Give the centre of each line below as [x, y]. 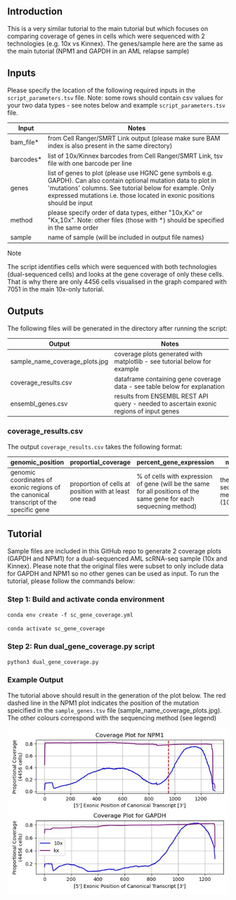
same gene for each [165, 499]
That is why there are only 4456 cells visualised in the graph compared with [117, 282]
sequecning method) [167, 506]
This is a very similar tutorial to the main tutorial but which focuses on [108, 28]
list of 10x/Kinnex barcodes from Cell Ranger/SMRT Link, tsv [136, 156]
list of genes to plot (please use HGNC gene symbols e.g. [130, 173]
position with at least [100, 491]
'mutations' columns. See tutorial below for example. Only [131, 188]
